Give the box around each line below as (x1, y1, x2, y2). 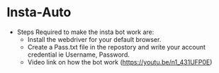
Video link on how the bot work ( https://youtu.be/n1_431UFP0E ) (27, 57, 213, 66)
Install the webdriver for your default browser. (27, 35, 162, 43)
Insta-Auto (6, 4, 72, 21)
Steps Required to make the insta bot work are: (16, 28, 155, 36)
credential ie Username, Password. (27, 50, 130, 59)
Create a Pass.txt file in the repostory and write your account (27, 43, 206, 51)
